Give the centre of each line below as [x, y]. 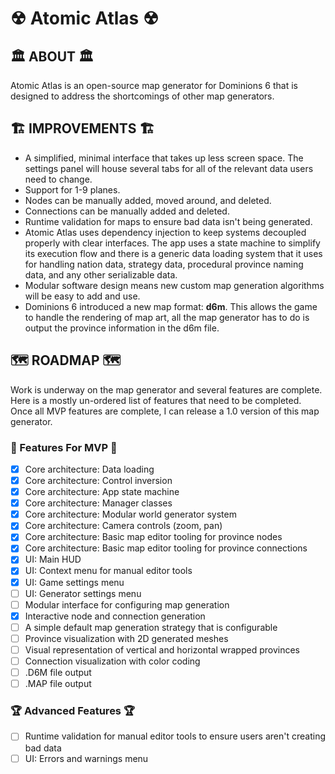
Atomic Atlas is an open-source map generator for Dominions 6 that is [154, 85]
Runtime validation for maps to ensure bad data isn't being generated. [168, 221]
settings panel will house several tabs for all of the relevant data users [169, 168]
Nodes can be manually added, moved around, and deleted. [148, 200]
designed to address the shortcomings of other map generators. [142, 96]
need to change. [58, 179]
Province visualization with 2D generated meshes [126, 638]
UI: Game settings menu [74, 582]
